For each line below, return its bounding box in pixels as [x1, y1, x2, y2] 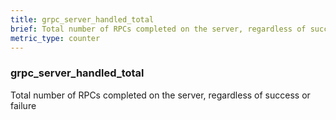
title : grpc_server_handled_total [10, 14, 155, 25]
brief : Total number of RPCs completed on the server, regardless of [10, 24, 307, 34]
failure [10, 99, 37, 111]
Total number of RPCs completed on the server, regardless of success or [10, 89, 311, 101]
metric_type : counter [10, 33, 101, 43]
